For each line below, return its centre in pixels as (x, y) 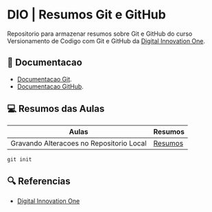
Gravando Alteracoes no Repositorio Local (79, 143)
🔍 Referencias (39, 181)
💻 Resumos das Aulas (56, 109)
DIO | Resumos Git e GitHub (86, 15)
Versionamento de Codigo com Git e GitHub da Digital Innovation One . (106, 40)
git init (20, 159)
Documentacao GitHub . (50, 86)
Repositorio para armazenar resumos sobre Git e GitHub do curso (100, 34)
